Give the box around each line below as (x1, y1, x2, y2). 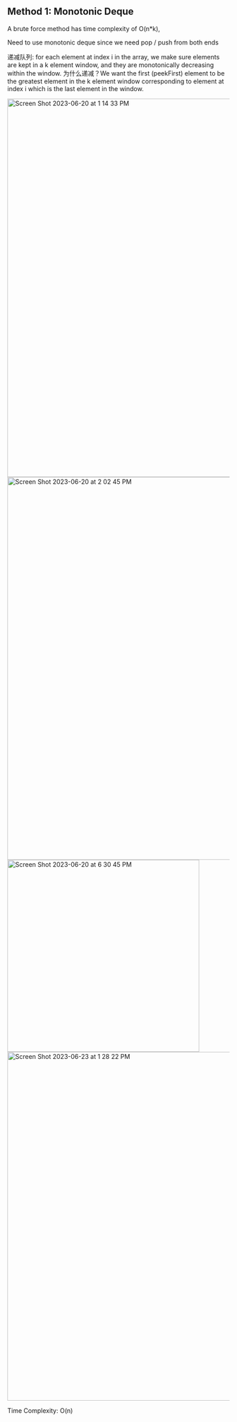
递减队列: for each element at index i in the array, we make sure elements (7, 52, 220, 61)
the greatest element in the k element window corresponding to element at (7, 77, 224, 85)
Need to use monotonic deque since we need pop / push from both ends (7, 38, 219, 47)
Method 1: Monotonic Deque (7, 6, 134, 18)
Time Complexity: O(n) (7, 1406, 73, 1415)
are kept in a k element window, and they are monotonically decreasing (7, 60, 214, 69)
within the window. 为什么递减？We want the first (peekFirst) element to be (7, 69, 225, 77)
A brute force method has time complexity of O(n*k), (7, 24, 161, 32)
